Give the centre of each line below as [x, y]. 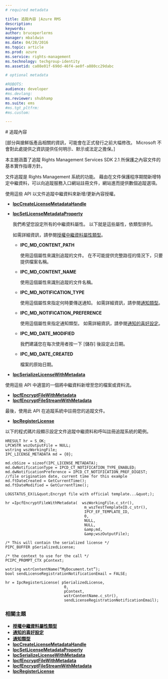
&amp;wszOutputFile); [107, 534]
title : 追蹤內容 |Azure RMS [33, 19]
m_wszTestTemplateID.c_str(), [116, 508]
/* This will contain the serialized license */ [57, 543]
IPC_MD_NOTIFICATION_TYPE [52, 292]
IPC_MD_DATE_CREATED [47, 354]
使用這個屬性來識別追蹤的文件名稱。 [58, 282]
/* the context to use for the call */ [47, 556]
